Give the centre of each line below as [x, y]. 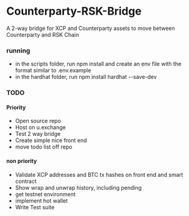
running [18, 50]
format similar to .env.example [53, 70]
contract [26, 181]
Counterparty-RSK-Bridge [74, 11]
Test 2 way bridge [38, 134]
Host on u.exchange [40, 127]
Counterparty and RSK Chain [43, 34]
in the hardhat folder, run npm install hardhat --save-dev [86, 77]
